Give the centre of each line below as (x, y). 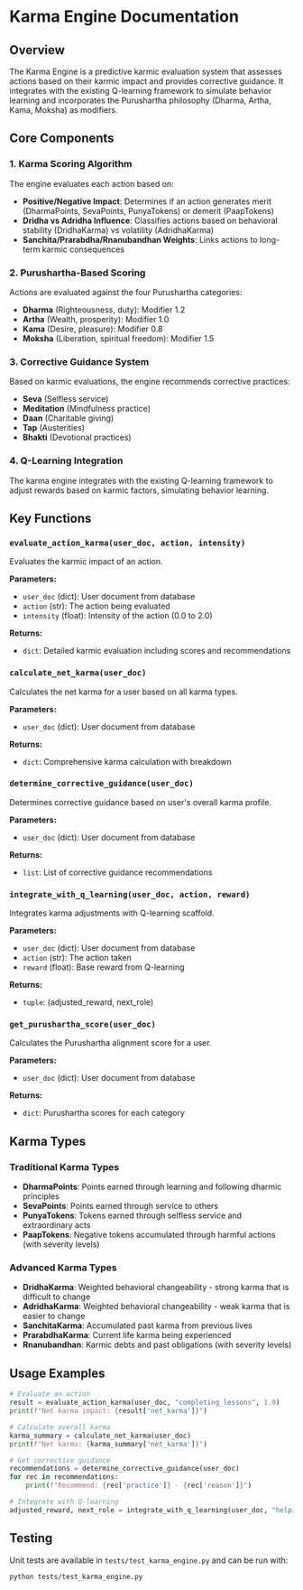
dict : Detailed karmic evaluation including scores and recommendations (156, 651)
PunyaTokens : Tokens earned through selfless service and (132, 1215)
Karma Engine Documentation (124, 17)
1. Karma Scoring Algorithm (71, 164)
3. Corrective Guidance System (79, 361)
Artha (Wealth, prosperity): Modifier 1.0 (96, 319)
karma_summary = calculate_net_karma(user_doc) (101, 1436)
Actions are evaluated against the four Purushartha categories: (126, 292)
